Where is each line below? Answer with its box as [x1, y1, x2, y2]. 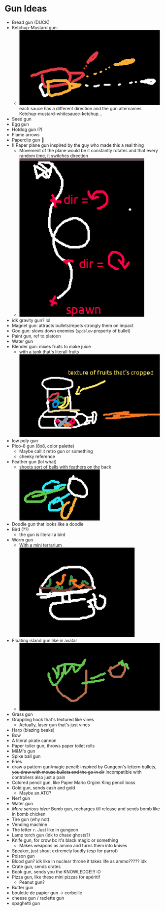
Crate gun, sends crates [11, 864, 61, 870]
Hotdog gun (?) [11, 126, 43, 132]
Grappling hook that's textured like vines [11, 717, 94, 723]
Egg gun [11, 122, 29, 127]
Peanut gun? [19, 879, 45, 885]
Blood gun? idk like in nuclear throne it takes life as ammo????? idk [11, 858, 147, 865]
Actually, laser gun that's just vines [19, 722, 90, 728]
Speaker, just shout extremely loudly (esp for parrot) [11, 848, 118, 854]
